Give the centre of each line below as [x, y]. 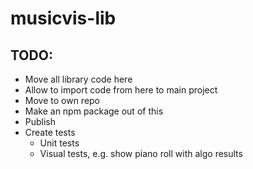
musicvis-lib [63, 18]
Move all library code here [78, 79]
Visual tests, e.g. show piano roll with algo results [141, 153]
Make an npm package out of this [94, 111]
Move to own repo [62, 100]
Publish [40, 121]
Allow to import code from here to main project [121, 90]
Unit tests [59, 143]
